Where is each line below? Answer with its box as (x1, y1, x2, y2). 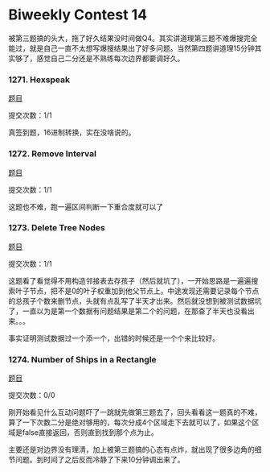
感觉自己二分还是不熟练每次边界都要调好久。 (35, 53, 185, 63)
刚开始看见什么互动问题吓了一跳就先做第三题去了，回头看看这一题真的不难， (8, 408, 262, 417)
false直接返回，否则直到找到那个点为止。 (22, 428, 158, 437)
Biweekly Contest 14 (8, 6, 148, 24)
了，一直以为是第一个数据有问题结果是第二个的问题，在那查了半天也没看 (8, 306, 247, 316)
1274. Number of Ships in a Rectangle (8, 354, 157, 365)
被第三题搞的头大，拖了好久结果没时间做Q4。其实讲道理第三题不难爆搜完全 (8, 33, 258, 43)
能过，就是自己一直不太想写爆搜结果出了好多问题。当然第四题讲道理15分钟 (8, 43, 255, 53)
